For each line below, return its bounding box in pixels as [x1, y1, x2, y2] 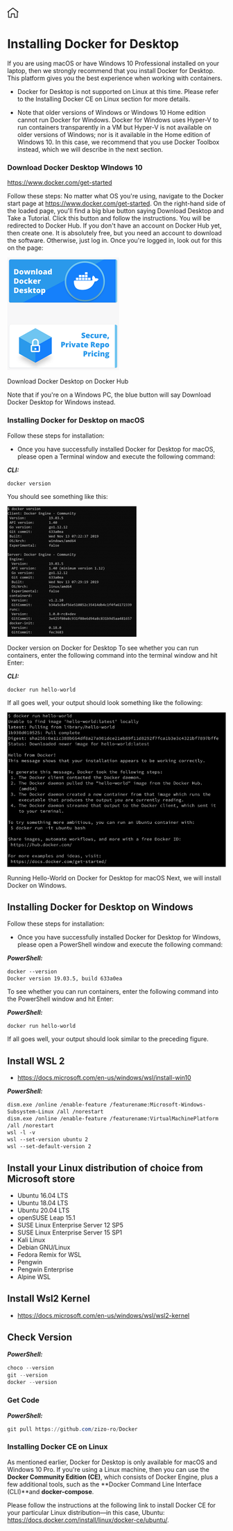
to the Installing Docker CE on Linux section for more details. [17, 95, 191, 103]
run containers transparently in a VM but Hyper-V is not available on [17, 122, 212, 132]
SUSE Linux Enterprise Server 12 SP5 [17, 1221, 123, 1230]
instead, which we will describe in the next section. [17, 145, 164, 153]
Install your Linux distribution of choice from [7, 1162, 203, 1174]
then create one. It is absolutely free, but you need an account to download [7, 229, 222, 237]
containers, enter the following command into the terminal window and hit [7, 651, 218, 659]
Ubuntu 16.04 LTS [17, 1191, 69, 1200]
